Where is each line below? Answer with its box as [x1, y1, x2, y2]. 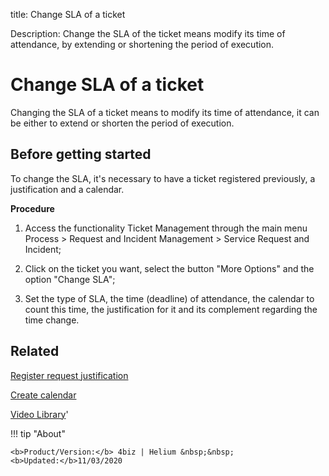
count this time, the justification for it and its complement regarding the [24, 303, 318, 315]
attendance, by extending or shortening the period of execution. [10, 39, 275, 50]
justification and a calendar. [10, 183, 125, 195]
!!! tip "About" [10, 427, 66, 439]
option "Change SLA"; [24, 273, 116, 285]
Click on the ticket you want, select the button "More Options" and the [24, 262, 315, 274]
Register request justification [10, 369, 129, 381]
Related [10, 343, 60, 360]
